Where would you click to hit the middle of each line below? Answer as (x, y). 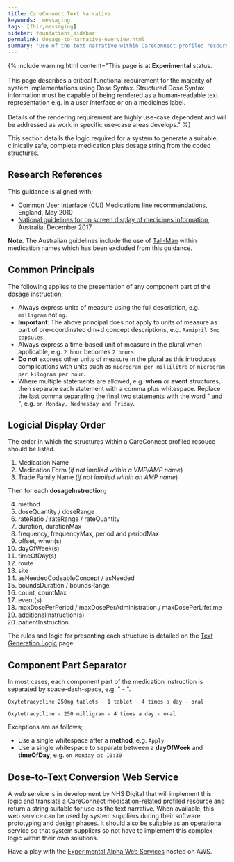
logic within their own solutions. (53, 838)
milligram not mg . (42, 315)
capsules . (32, 337)
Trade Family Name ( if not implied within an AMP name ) (98, 477)
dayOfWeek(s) (39, 549)
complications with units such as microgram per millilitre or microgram (121, 366)
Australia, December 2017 (55, 227)
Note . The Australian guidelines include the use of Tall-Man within (102, 240)
